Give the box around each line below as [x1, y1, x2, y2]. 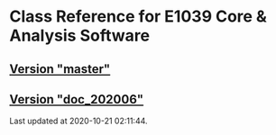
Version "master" [9, 61, 111, 76]
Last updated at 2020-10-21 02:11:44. [9, 115, 148, 127]
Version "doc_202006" [9, 92, 144, 107]
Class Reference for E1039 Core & [9, 6, 268, 27]
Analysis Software [9, 25, 151, 46]
